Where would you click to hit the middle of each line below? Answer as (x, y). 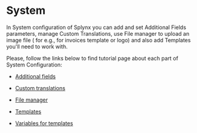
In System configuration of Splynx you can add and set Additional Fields (96, 27)
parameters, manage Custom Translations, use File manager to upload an (98, 33)
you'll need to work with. (37, 47)
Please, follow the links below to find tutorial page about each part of (92, 58)
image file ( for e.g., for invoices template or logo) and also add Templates (98, 40)
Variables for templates (44, 123)
